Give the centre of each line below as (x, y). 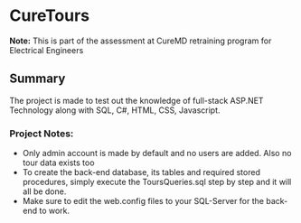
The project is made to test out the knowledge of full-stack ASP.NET (136, 100)
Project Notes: (42, 134)
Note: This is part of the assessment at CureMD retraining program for (141, 41)
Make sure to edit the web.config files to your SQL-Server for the (143, 201)
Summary (38, 79)
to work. (55, 211)
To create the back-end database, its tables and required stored (141, 172)
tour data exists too (58, 163)
